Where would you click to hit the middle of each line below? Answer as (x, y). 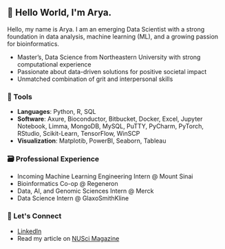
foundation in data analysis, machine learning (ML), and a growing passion (113, 36)
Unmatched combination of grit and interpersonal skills (95, 79)
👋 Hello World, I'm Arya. (60, 13)
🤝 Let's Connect (34, 216)
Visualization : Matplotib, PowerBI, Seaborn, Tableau (92, 141)
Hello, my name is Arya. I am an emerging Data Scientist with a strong (106, 29)
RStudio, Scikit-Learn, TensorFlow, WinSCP (78, 134)
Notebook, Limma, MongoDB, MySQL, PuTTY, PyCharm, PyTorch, (110, 126)
